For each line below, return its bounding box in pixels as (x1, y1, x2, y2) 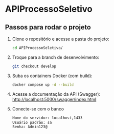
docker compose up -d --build (12, 82, 74, 87)
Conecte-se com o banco (12, 106, 64, 111)
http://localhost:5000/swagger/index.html (12, 96, 96, 102)
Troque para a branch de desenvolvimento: (12, 54, 99, 60)
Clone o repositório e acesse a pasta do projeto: (12, 36, 109, 42)
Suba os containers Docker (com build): (12, 73, 93, 79)
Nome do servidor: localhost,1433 (12, 115, 83, 120)
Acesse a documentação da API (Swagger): (12, 91, 100, 97)
